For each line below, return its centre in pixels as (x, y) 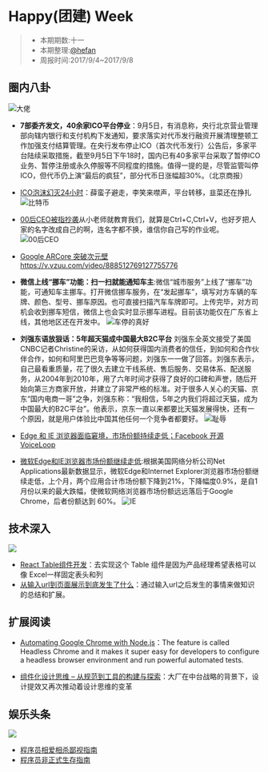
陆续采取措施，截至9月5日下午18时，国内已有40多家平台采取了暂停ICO (144, 155)
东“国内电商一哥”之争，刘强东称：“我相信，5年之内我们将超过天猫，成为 (139, 398)
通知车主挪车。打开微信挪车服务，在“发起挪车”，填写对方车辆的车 (150, 292)
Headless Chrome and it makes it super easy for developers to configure (140, 651)
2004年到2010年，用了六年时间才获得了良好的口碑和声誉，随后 (146, 378)
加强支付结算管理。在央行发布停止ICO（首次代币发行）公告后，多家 (138, 145)
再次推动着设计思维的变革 (90, 686)
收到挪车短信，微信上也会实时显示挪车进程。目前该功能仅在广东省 (143, 312)
